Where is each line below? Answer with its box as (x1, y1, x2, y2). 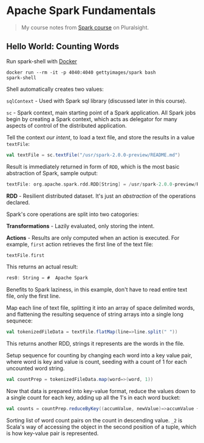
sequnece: (6, 317, 33, 324)
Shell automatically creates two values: (6, 85, 104, 92)
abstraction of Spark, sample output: (6, 169, 98, 176)
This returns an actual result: (6, 263, 78, 271)
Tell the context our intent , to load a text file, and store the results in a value (6, 133, 195, 141)
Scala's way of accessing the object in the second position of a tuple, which (6, 423, 197, 430)
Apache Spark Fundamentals (6, 4, 156, 18)
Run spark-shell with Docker (6, 57, 77, 65)
